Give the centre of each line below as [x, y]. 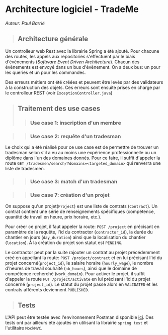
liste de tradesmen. [25, 169]
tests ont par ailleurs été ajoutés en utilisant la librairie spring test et [77, 323]
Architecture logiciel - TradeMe [72, 9]
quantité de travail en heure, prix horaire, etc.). [53, 216]
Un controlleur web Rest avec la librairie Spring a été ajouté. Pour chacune [82, 51]
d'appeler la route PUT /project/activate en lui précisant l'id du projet [78, 279]
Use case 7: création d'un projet [70, 195]
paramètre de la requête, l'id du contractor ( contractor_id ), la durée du [79, 232]
